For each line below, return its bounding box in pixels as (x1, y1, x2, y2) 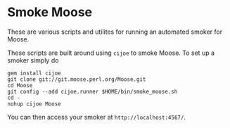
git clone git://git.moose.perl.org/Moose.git (7, 75, 146, 83)
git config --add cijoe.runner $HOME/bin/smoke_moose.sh (7, 88, 178, 95)
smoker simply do (7, 56, 59, 64)
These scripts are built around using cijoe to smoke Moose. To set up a (7, 49, 215, 57)
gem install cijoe (7, 70, 61, 77)
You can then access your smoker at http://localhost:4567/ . (7, 113, 186, 121)
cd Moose (7, 82, 33, 89)
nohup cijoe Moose (7, 100, 61, 108)
